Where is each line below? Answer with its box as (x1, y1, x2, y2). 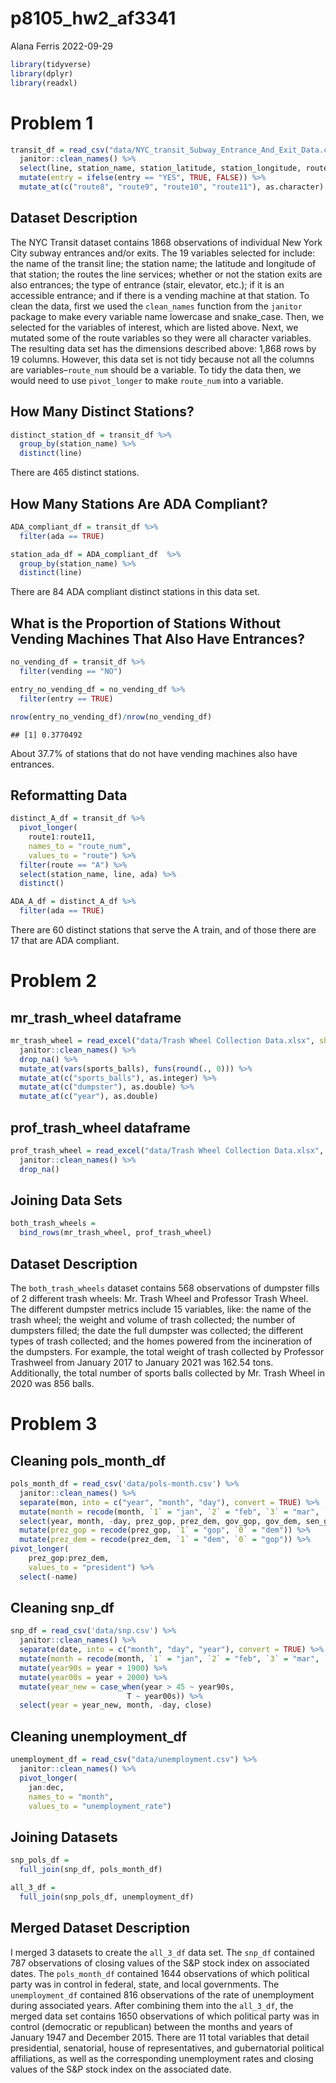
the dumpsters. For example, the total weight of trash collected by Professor (10, 1346, 325, 1357)
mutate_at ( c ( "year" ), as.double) (19, 1092, 159, 1102)
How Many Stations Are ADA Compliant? (10, 495, 268, 512)
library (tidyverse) (10, 59, 92, 69)
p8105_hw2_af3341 (10, 7, 177, 30)
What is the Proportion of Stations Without (10, 615, 282, 632)
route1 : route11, (28, 832, 97, 842)
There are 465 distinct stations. (10, 467, 140, 479)
